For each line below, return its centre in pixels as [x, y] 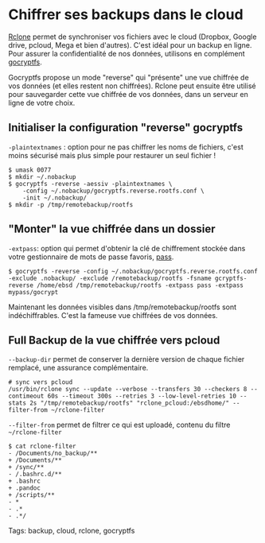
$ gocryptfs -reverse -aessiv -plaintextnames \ [90, 184]
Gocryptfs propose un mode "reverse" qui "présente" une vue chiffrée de [129, 77]
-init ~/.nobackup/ [55, 198]
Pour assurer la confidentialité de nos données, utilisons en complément [127, 53]
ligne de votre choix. [42, 103]
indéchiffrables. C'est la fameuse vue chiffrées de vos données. [113, 315]
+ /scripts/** [32, 495]
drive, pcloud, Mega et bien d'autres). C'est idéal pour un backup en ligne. [130, 45]
